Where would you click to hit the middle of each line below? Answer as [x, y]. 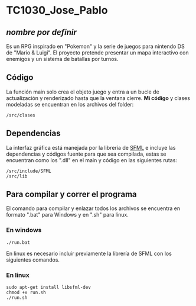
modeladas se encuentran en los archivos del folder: [70, 104]
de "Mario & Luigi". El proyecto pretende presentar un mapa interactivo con [97, 53]
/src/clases [21, 115]
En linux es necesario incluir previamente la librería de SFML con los [89, 253]
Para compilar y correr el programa [71, 194]
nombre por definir [41, 32]
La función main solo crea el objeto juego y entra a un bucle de [83, 92]
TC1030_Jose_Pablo [57, 10]
